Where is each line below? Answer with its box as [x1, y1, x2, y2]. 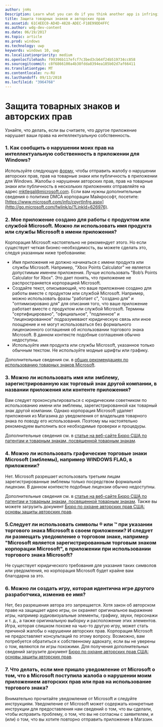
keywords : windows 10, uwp [5, 48, 60, 53]
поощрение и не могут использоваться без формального [12, 321, 131, 327]
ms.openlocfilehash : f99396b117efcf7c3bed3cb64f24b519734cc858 [5, 57, 136, 62]
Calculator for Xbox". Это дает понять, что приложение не [12, 275, 131, 281]
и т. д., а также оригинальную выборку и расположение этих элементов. [5, 618, 157, 624]
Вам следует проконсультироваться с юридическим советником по [5, 397, 147, 403]
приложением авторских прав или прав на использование [5, 678, 152, 685]
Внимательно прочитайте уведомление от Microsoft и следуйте [5, 695, 137, 701]
